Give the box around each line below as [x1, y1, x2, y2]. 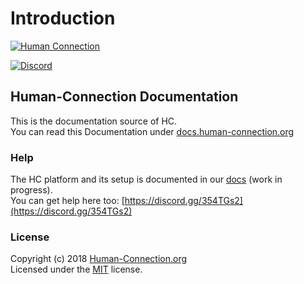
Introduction [10, 7, 116, 30]
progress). [10, 184, 53, 196]
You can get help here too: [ [10, 195, 125, 207]
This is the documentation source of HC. [10, 115, 178, 127]
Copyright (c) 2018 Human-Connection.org [10, 253, 187, 265]
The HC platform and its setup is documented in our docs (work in [10, 173, 283, 186]
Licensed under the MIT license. [10, 263, 143, 276]
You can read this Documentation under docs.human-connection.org [10, 125, 295, 137]
